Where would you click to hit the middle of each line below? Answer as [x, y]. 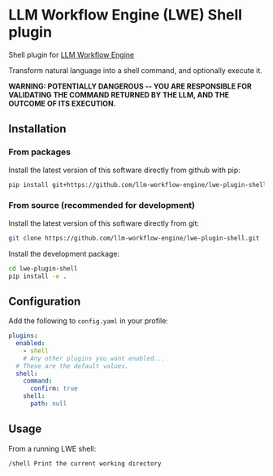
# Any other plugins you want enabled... [94, 358]
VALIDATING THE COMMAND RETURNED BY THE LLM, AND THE [119, 94]
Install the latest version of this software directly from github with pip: [125, 170]
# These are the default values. [72, 366]
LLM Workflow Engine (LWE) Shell [125, 15]
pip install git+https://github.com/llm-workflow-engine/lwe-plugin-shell [138, 184]
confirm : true [54, 389]
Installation [37, 129]
